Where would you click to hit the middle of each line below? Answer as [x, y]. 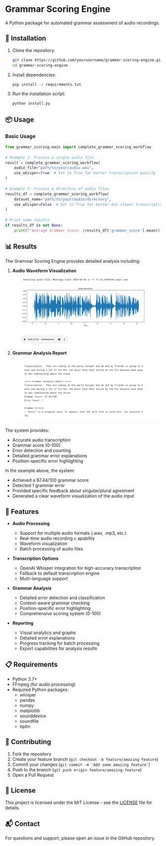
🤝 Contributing [28, 742]
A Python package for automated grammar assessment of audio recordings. [83, 23]
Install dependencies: [34, 75]
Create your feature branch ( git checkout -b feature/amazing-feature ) [85, 759]
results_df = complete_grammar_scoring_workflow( [57, 194]
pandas [27, 700]
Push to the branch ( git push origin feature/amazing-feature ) [77, 770]
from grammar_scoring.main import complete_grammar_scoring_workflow [78, 147]
